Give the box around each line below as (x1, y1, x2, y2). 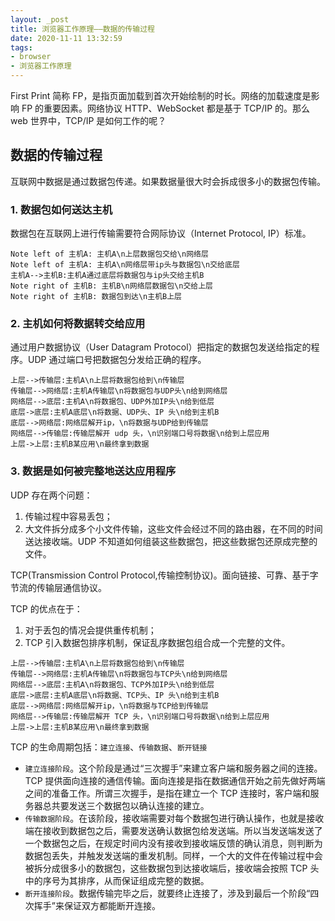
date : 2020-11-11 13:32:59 (10, 33, 123, 43)
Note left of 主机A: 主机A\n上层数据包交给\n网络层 (10, 249, 209, 260)
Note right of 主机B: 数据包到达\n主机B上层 (10, 292, 182, 302)
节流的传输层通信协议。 (10, 581, 107, 593)
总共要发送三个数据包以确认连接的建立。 (42, 799, 210, 811)
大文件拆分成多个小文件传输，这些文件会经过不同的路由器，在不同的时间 (24, 522, 323, 535)
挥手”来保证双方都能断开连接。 (33, 899, 161, 911)
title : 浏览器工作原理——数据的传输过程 (10, 24, 155, 34)
